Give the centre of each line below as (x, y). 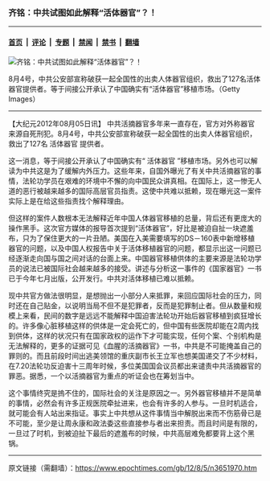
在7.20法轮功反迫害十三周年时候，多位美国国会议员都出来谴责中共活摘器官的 (135, 366)
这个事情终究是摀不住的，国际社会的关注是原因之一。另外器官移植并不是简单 (135, 393)
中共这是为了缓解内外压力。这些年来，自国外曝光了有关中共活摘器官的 (138, 171)
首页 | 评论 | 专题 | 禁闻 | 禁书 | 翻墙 (74, 42)
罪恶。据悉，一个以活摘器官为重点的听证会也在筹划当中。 (103, 376)
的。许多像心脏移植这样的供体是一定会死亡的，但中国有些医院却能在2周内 (130, 325)
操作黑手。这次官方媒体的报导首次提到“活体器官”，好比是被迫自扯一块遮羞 (131, 228)
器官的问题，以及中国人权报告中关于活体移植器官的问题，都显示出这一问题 (131, 248)
